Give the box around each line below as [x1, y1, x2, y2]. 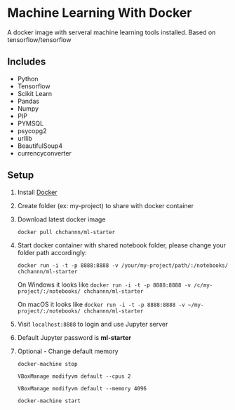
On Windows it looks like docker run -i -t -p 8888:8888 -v [17, 280, 192, 289]
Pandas [17, 97, 40, 105]
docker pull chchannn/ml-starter [17, 228, 116, 235]
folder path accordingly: [17, 248, 88, 257]
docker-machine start [17, 397, 81, 404]
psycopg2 [17, 126, 47, 135]
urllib [17, 134, 33, 142]
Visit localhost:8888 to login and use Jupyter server [17, 320, 168, 328]
